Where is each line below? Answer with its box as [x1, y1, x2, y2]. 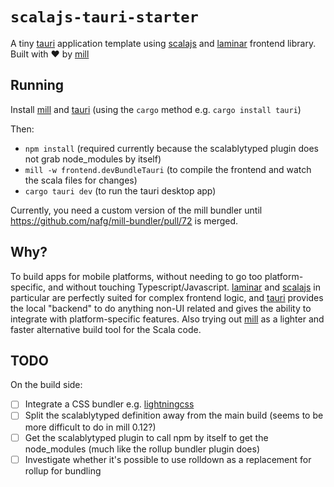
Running [10, 77, 65, 94]
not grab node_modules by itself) [24, 153, 162, 165]
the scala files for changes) [24, 174, 138, 186]
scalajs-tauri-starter [10, 8, 199, 27]
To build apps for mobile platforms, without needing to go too [10, 270, 263, 282]
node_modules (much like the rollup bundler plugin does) [24, 443, 261, 455]
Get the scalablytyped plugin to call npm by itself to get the [24, 431, 269, 443]
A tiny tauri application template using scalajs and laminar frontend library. [10, 37, 317, 49]
